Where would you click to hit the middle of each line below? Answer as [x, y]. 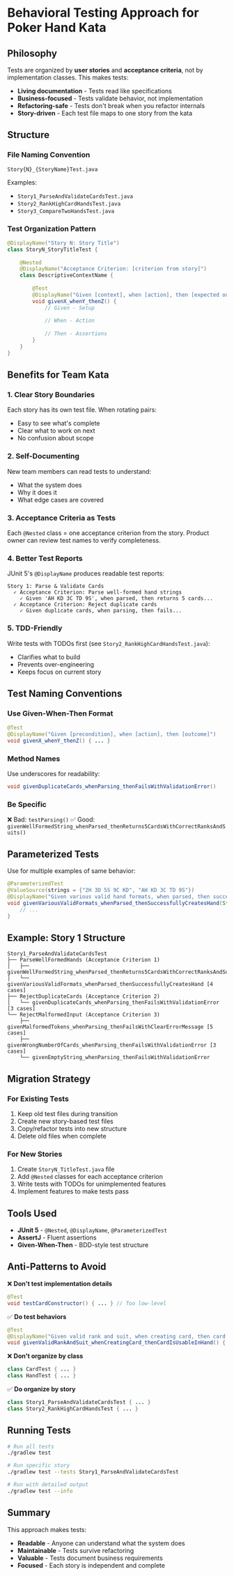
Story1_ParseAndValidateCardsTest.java [75, 196]
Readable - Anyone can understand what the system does [101, 1543]
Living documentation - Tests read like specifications [94, 91]
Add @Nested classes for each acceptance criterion [90, 1177]
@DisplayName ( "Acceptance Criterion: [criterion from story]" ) [114, 269]
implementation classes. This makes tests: [68, 77]
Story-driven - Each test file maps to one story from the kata [105, 113]
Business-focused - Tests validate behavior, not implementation [110, 98]
